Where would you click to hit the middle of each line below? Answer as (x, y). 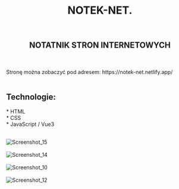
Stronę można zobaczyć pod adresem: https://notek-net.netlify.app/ (89, 72)
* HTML (16, 111)
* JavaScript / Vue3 (30, 124)
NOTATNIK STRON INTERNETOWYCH (100, 45)
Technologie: (31, 97)
